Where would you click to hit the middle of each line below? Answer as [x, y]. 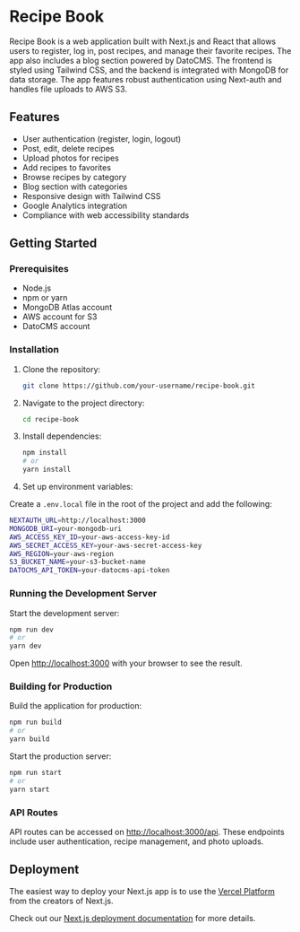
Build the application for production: [75, 706]
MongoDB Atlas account [67, 308]
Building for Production [61, 686]
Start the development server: [64, 613]
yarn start [30, 789]
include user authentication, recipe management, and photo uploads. [137, 841]
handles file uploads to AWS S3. [69, 89]
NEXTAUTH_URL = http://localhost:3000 [77, 521]
